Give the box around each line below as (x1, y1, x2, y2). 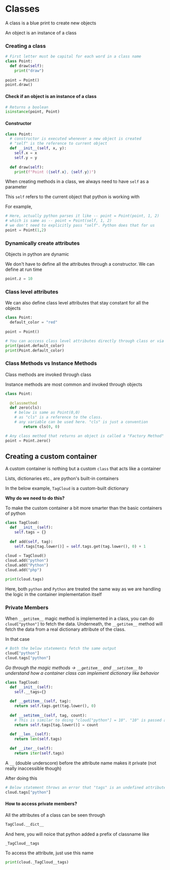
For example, (5, 204, 33, 210)
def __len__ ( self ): (10, 732, 51, 737)
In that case (5, 636, 30, 642)
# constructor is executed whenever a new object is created (10, 136, 142, 141)
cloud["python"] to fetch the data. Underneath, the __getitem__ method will (5, 621, 163, 627)
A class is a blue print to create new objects (5, 20, 97, 26)
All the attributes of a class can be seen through (5, 812, 105, 818)
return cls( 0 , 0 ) (23, 424, 60, 429)
